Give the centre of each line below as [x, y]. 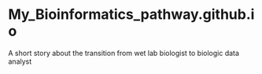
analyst [20, 61]
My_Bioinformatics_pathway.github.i [131, 15]
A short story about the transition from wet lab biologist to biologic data [124, 53]
